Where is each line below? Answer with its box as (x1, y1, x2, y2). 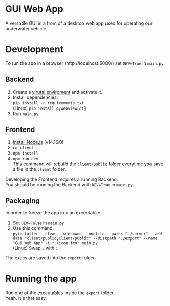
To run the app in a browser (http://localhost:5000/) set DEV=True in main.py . (5, 60, 165, 67)
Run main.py (12, 111, 39, 117)
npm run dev (12, 156, 38, 161)
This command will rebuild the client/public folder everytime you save (12, 161, 164, 167)
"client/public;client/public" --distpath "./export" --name (24, 236, 158, 241)
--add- (150, 231, 165, 237)
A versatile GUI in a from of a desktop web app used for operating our (5, 20, 153, 26)
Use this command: (12, 225, 54, 231)
